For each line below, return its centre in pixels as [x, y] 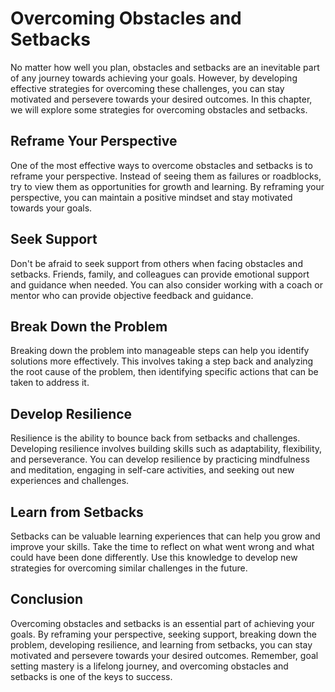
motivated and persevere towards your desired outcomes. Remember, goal [164, 655]
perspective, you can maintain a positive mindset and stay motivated [151, 197]
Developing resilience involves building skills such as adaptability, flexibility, [166, 449]
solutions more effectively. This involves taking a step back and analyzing [162, 361]
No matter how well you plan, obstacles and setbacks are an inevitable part [165, 67]
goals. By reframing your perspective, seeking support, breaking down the [163, 634]
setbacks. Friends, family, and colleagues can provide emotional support [160, 274]
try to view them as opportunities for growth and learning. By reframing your [167, 186]
